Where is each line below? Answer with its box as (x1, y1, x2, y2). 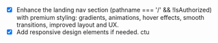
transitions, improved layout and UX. (16, 20, 119, 29)
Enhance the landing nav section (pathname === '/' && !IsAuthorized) (16, 6, 213, 14)
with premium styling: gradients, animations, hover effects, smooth (16, 14, 204, 22)
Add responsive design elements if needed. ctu (16, 28, 150, 36)
